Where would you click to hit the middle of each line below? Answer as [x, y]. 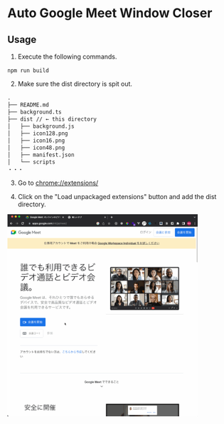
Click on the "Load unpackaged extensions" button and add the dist [117, 197]
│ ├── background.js [41, 126]
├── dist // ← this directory [52, 119]
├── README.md [28, 105]
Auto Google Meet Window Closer [110, 13]
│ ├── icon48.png [36, 148]
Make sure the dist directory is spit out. [75, 84]
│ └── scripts [31, 162]
